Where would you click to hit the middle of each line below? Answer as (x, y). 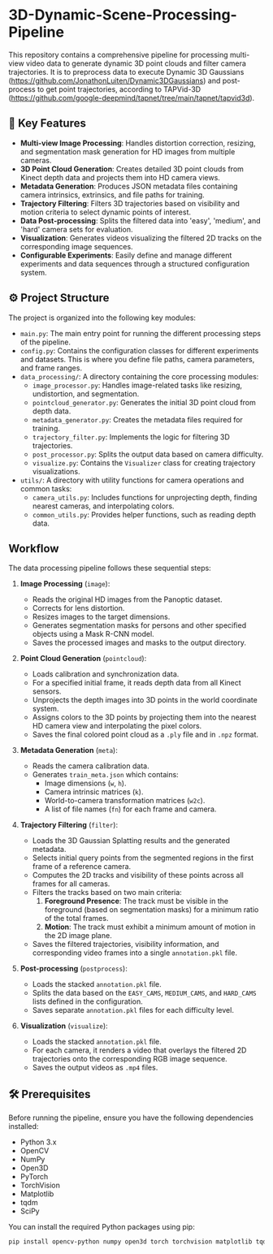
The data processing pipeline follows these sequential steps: (110, 568)
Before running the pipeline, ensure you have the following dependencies (131, 1118)
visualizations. (56, 471)
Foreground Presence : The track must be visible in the (136, 901)
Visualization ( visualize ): (64, 1026)
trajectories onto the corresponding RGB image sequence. (130, 1059)
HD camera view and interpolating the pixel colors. (117, 726)
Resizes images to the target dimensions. (101, 617)
